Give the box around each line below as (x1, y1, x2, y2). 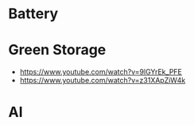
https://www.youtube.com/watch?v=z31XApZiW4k (19, 76, 186, 85)
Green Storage (8, 41, 107, 59)
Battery (8, 5, 59, 23)
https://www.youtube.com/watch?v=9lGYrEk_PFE (19, 67, 183, 77)
